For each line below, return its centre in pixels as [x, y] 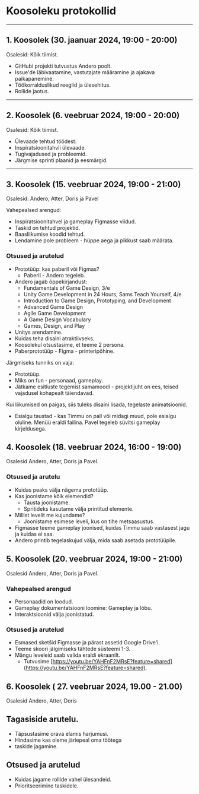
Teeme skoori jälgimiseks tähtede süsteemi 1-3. [73, 649]
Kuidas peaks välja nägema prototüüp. [61, 490]
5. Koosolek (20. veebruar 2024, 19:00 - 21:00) [94, 559]
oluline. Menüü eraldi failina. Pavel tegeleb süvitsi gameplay [87, 422]
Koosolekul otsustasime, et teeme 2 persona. [70, 344]
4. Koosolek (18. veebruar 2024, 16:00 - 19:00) [94, 447]
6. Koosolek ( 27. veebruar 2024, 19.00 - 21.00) [94, 686]
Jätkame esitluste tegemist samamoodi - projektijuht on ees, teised [97, 387]
